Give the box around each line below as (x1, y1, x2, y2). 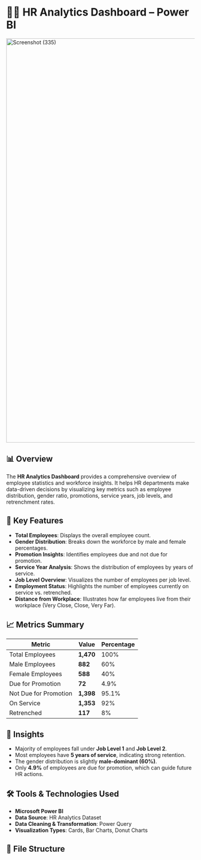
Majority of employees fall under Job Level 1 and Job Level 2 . (14, 745, 167, 752)
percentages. (14, 544, 48, 552)
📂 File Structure (6, 844, 65, 854)
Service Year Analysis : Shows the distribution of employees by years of (14, 563, 193, 571)
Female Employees (9, 670, 63, 679)
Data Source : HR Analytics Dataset (14, 814, 102, 821)
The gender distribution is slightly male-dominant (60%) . (14, 758, 157, 765)
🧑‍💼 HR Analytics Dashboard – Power (6, 5, 190, 19)
